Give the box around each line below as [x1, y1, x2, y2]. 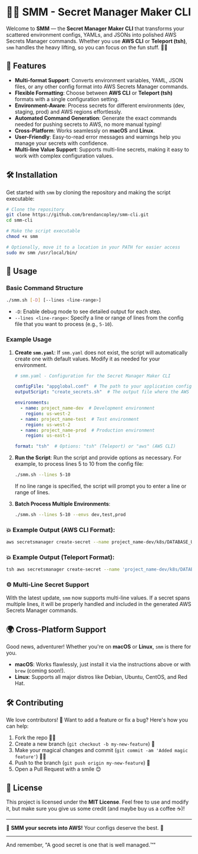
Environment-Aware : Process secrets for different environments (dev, [14, 102, 186, 109]
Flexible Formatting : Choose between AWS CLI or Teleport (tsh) [14, 89, 173, 96]
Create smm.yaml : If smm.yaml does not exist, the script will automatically [14, 349, 188, 356]
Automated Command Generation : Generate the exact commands [14, 114, 177, 121]
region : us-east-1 [25, 433, 71, 439]
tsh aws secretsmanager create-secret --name [6, 566, 120, 573]
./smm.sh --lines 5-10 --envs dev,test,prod [14, 512, 126, 518]
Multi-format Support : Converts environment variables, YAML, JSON [14, 76, 184, 83]
